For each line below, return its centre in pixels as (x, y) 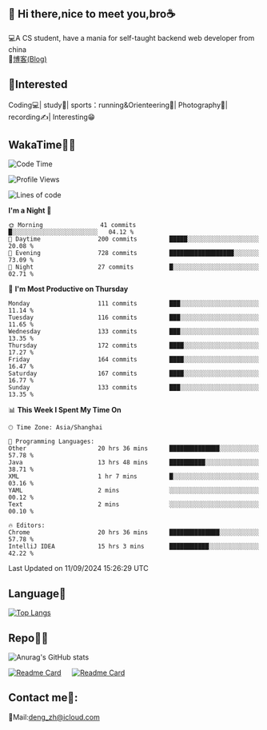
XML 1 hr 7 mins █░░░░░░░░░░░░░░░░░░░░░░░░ (134, 477)
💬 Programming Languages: (51, 442)
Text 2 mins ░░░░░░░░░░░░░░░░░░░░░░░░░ (134, 505)
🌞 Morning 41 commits (72, 225)
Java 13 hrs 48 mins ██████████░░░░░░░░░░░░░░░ (134, 463)
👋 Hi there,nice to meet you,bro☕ (92, 14)
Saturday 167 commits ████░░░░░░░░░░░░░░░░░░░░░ (134, 374)
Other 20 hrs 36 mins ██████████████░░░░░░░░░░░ (134, 449)
